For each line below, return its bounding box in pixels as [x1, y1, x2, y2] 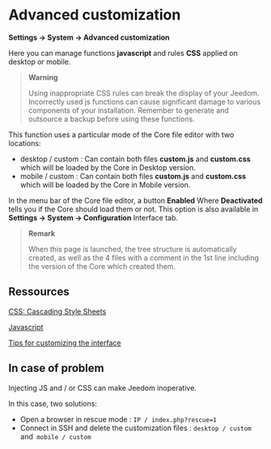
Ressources [8, 285, 70, 299]
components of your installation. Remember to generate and [28, 105, 229, 115]
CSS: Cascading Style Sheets [8, 306, 107, 316]
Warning [28, 72, 58, 82]
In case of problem [8, 361, 104, 375]
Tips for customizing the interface [8, 338, 121, 348]
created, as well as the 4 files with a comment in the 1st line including [28, 253, 259, 263]
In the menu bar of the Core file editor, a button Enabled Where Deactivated [8, 195, 263, 205]
